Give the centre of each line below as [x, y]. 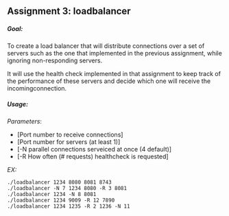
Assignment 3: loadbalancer [69, 11]
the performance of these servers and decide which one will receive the [109, 81]
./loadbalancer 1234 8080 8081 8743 [59, 182]
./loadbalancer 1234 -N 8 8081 [52, 195]
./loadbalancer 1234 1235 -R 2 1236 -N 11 [69, 206]
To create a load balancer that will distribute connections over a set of [106, 46]
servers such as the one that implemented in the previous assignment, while [115, 53]
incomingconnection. [37, 88]
